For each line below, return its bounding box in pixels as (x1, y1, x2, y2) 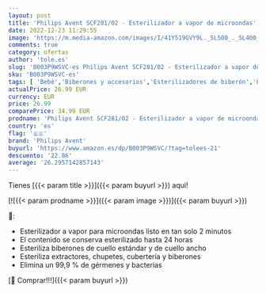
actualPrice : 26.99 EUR (8, 85, 87, 93)
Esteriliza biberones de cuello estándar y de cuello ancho (19, 243, 207, 253)
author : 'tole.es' (8, 56, 69, 64)
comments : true (8, 41, 59, 49)
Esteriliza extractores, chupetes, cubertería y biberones (19, 252, 201, 261)
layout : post (8, 11, 51, 20)
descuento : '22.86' (8, 151, 73, 159)
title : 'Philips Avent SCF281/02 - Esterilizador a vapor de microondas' (8, 19, 257, 27)
